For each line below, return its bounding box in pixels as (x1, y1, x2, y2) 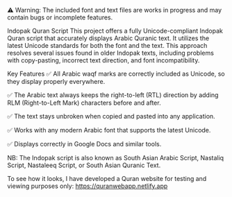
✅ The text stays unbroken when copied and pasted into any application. (7, 112, 215, 120)
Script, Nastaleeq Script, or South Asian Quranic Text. (7, 161, 161, 169)
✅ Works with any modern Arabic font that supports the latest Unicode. (7, 126, 211, 134)
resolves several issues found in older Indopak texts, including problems (7, 49, 214, 57)
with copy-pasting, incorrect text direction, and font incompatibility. (7, 56, 200, 65)
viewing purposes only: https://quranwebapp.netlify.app (7, 182, 168, 190)
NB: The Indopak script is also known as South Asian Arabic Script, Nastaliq (7, 154, 224, 162)
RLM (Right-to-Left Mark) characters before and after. (7, 98, 161, 107)
